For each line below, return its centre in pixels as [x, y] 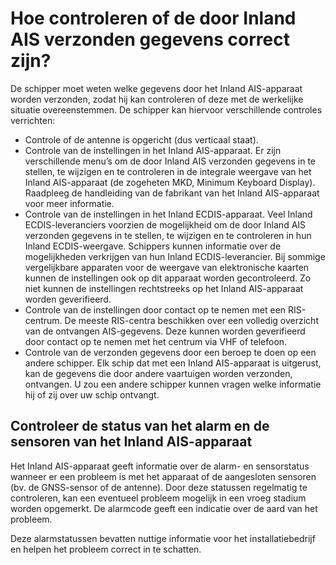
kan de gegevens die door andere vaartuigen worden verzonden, [158, 373]
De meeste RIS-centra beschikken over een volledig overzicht [191, 320]
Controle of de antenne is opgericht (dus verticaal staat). [141, 139]
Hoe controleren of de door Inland [153, 18]
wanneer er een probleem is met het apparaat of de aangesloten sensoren [163, 476]
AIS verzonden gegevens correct [150, 39]
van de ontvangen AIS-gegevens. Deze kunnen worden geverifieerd [165, 331]
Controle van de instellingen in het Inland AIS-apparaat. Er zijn [153, 150]
